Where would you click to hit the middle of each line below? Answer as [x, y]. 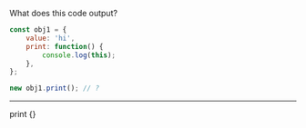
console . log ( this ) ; [79, 55]
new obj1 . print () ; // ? [55, 89]
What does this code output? [64, 13]
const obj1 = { [38, 30]
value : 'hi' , [51, 38]
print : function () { [65, 46]
